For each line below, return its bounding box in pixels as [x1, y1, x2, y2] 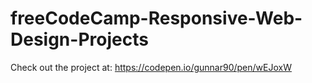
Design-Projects [10, 28, 149, 51]
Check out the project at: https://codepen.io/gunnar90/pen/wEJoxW [10, 61, 292, 73]
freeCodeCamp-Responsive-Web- [10, 7, 303, 30]
